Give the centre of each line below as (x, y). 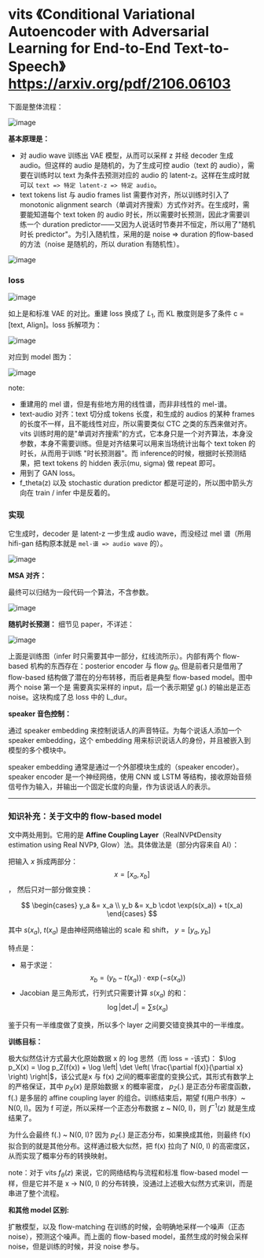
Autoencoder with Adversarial (109, 32)
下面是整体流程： (36, 106)
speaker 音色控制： (40, 714)
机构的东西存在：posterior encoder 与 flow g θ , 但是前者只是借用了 (137, 667)
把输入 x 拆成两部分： (43, 862)
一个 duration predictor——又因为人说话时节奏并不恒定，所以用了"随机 (141, 224)
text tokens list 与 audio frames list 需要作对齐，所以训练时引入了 (125, 195)
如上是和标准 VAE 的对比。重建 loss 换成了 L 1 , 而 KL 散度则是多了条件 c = (126, 315)
